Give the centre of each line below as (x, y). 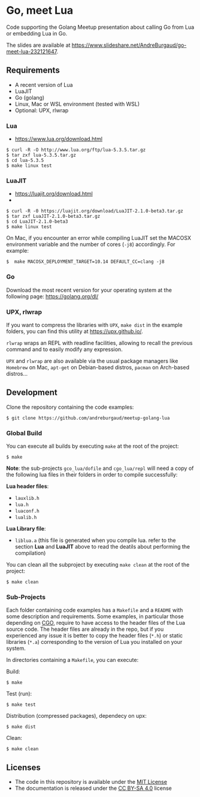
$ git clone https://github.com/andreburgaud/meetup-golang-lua (88, 418)
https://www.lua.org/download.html (59, 139)
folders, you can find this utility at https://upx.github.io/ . (75, 331)
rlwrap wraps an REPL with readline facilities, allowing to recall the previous (99, 343)
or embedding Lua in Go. (37, 33)
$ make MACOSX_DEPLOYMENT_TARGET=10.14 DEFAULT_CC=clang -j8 (85, 262)
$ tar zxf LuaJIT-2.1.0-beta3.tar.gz (53, 217)
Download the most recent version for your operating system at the (89, 290)
